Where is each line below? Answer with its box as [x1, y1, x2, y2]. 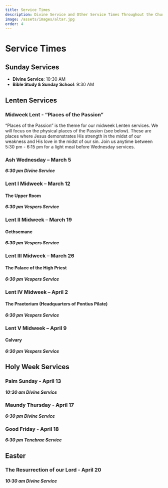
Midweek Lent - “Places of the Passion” [5, 111, 104, 118]
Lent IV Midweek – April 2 [5, 288, 68, 295]
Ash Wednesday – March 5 [5, 156, 71, 163]
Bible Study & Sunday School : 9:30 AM [12, 81, 94, 88]
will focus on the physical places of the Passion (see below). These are [5, 127, 151, 133]
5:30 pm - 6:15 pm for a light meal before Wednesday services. [5, 143, 135, 149]
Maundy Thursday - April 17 [5, 402, 74, 409]
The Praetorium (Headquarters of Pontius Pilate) [5, 301, 108, 307]
